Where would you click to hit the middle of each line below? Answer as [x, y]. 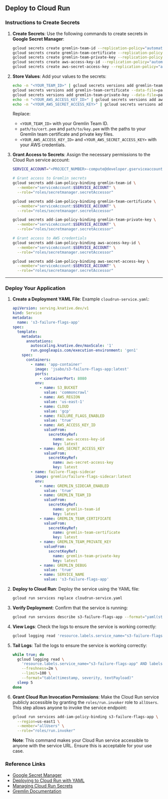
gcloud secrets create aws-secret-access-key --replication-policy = [85, 67]
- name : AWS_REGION [59, 397]
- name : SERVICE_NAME [62, 575]
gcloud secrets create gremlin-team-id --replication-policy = [78, 48]
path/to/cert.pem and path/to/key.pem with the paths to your [83, 129]
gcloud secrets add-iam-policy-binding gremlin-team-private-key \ [84, 220]
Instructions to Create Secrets [42, 23]
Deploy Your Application [35, 288]
